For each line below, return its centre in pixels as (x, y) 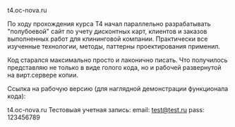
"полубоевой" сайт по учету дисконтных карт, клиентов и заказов (107, 31)
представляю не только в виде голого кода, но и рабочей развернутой (114, 67)
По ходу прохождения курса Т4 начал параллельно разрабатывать (109, 24)
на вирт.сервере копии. (43, 75)
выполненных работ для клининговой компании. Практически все (108, 39)
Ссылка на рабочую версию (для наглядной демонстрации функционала (118, 89)
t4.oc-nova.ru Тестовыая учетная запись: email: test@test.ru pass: (106, 110)
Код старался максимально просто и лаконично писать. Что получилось (117, 60)
